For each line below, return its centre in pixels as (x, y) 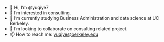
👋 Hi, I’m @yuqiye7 (29, 8)
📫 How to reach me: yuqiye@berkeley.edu (54, 34)
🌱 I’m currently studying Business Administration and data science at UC (84, 18)
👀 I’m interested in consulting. (40, 13)
